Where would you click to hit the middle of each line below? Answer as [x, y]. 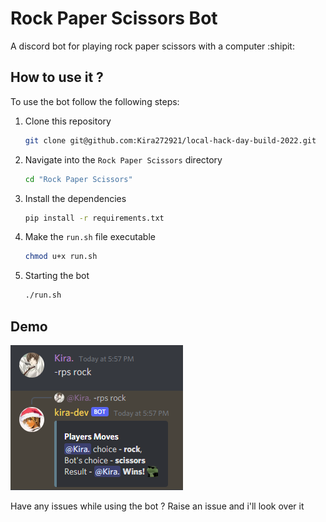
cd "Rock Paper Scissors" [78, 179]
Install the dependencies [75, 198]
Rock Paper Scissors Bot [114, 18]
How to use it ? [57, 77]
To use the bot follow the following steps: [95, 101]
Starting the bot [57, 276]
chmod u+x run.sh [61, 257]
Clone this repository [68, 121]
